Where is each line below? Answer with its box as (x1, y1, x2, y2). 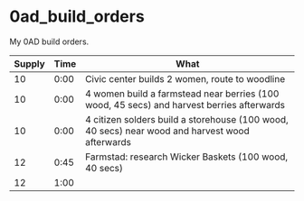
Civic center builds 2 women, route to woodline (84, 72, 286, 85)
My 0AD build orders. (9, 36, 90, 47)
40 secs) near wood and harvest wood (84, 124, 251, 137)
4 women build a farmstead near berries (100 (84, 87, 280, 100)
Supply (14, 57, 45, 69)
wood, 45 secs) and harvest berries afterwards (84, 98, 285, 111)
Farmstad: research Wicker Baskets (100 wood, (84, 151, 289, 163)
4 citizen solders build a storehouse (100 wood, (84, 113, 290, 125)
